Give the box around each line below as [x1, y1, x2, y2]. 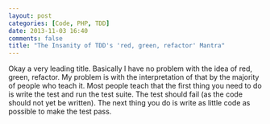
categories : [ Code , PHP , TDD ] [8, 19, 110, 27]
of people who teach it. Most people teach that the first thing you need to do [8, 81, 262, 91]
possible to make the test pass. [8, 106, 112, 117]
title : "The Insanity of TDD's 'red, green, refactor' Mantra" [8, 42, 226, 50]
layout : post [8, 11, 52, 20]
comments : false [8, 34, 63, 43]
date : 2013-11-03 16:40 [8, 27, 89, 35]
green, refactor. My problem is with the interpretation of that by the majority [8, 72, 260, 82]
